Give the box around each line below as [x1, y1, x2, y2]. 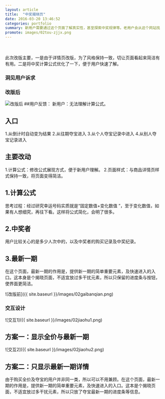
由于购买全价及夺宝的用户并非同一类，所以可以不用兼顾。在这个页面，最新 [5, 376, 156, 382]
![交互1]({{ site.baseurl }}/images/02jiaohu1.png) [5, 317, 103, 323]
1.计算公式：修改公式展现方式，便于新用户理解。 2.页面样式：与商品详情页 [5, 166, 156, 172]
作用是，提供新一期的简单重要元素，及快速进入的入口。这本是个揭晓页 [13, 383, 156, 389]
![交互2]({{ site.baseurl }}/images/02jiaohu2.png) [5, 347, 105, 353]
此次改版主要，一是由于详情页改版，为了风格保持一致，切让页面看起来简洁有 [5, 55, 160, 61]
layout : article [5, 7, 38, 12]
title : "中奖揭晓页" [5, 12, 46, 17]
